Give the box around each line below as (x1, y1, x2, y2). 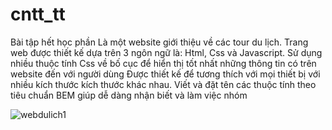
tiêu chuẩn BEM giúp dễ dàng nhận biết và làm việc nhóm (10, 89, 248, 101)
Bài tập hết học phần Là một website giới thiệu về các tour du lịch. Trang (10, 36, 309, 48)
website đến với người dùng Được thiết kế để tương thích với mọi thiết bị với (10, 68, 321, 80)
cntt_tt (10, 3, 66, 26)
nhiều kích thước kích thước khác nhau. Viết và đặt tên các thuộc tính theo (10, 78, 317, 90)
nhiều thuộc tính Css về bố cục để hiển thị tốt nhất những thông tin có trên (10, 57, 317, 69)
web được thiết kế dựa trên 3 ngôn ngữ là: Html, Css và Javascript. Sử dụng (10, 46, 323, 58)
